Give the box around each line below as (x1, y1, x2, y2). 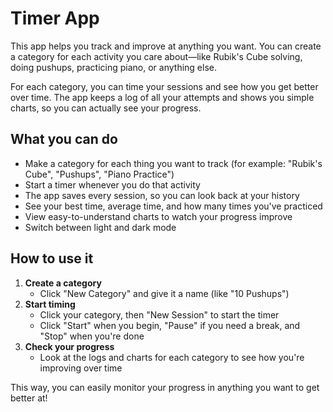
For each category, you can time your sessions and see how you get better (10, 80, 319, 92)
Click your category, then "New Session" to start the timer (39, 308, 280, 321)
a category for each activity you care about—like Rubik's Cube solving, (10, 50, 303, 62)
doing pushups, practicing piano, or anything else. (10, 61, 217, 73)
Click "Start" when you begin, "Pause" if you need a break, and (39, 319, 301, 331)
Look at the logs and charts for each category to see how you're (39, 351, 305, 363)
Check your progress (24, 340, 115, 352)
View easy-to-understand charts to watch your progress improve (24, 210, 293, 222)
